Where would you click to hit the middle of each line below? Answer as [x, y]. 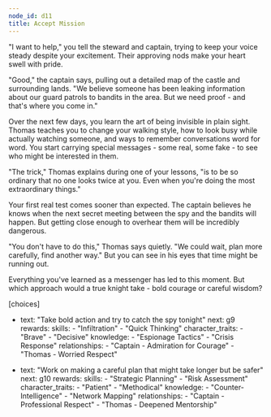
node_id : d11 [30, 16]
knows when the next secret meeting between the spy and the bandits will [133, 213]
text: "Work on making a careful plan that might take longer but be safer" [142, 370]
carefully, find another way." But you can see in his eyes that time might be [133, 255]
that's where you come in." [53, 106]
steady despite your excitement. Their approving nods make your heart [127, 55]
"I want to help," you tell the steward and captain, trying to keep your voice [133, 46]
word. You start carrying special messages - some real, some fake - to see [133, 147]
